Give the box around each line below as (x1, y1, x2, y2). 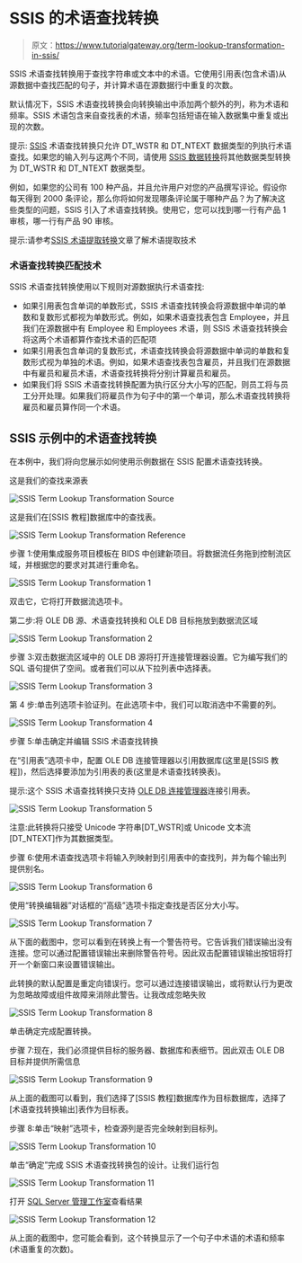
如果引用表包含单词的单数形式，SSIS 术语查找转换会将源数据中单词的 (22, 300, 279, 311)
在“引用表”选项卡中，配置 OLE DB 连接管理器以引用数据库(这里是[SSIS (9, 755, 270, 766)
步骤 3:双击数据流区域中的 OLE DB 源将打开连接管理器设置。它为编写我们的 (9, 652, 288, 663)
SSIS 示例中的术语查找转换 (9, 431, 157, 446)
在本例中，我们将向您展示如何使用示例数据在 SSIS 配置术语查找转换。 (9, 456, 268, 467)
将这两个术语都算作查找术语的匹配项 (22, 334, 157, 345)
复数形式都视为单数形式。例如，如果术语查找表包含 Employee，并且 (38, 312, 290, 323)
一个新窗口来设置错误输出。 (16, 959, 120, 970)
